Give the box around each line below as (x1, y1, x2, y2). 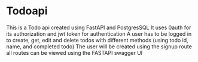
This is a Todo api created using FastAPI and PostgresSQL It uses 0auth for (6, 24, 191, 31)
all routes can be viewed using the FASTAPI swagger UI (6, 49, 143, 56)
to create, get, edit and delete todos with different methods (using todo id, (6, 36, 188, 44)
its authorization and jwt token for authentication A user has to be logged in (6, 30, 192, 37)
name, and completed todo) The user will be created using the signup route (6, 43, 193, 50)
